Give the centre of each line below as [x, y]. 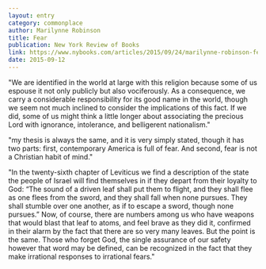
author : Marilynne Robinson [55, 30]
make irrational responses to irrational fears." [82, 256]
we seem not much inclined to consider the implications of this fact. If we [127, 107]
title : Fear [28, 38]
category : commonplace [46, 23]
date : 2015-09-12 [37, 60]
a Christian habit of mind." [51, 156]
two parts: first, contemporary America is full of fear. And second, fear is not [133, 148]
